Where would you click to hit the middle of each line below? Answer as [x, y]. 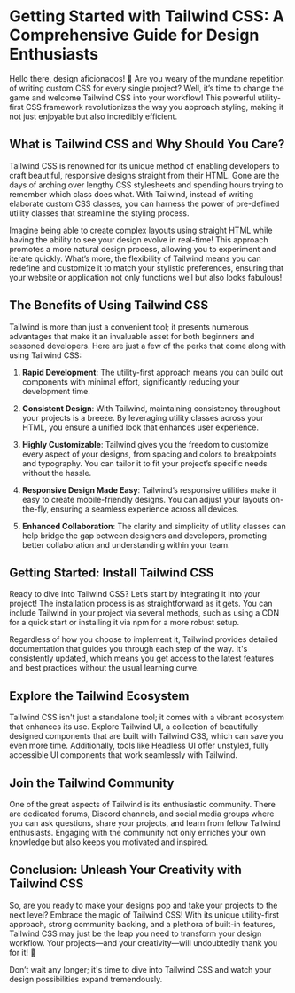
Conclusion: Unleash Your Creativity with [125, 870]
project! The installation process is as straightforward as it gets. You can [141, 604]
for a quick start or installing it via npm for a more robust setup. [124, 623]
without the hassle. [57, 473]
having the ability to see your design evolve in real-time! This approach [139, 239]
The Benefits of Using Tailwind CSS [109, 305]
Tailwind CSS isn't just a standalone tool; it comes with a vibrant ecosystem [147, 718]
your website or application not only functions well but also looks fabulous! [146, 277]
